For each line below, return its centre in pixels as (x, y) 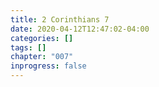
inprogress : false (48, 66)
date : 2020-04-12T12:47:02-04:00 (80, 29)
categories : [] (42, 38)
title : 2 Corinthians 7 (60, 19)
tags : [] (28, 47)
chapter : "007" (42, 57)
